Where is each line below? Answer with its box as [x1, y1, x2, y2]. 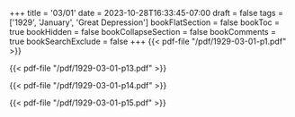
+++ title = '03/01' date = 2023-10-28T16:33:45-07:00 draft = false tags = [9, 8, 283, 18]
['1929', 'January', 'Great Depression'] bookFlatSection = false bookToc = [9, 17, 281, 28]
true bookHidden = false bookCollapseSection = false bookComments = [9, 27, 277, 37]
